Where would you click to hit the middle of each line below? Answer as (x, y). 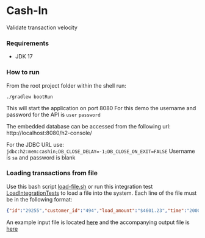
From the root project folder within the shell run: (67, 85)
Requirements (28, 43)
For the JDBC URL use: (35, 144)
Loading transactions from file (52, 173)
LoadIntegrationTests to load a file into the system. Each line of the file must (102, 193)
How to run (23, 72)
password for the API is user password (53, 114)
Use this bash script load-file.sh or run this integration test (80, 186)
